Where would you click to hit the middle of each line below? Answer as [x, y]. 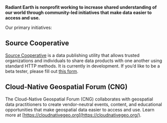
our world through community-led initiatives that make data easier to [78, 12]
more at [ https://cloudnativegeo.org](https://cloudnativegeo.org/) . [73, 115]
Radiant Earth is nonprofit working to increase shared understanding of [81, 7]
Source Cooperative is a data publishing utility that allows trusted [72, 55]
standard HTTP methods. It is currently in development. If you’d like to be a [83, 66]
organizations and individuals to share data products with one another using [84, 60]
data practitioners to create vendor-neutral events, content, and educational [83, 104]
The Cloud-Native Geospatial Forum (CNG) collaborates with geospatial [79, 99]
